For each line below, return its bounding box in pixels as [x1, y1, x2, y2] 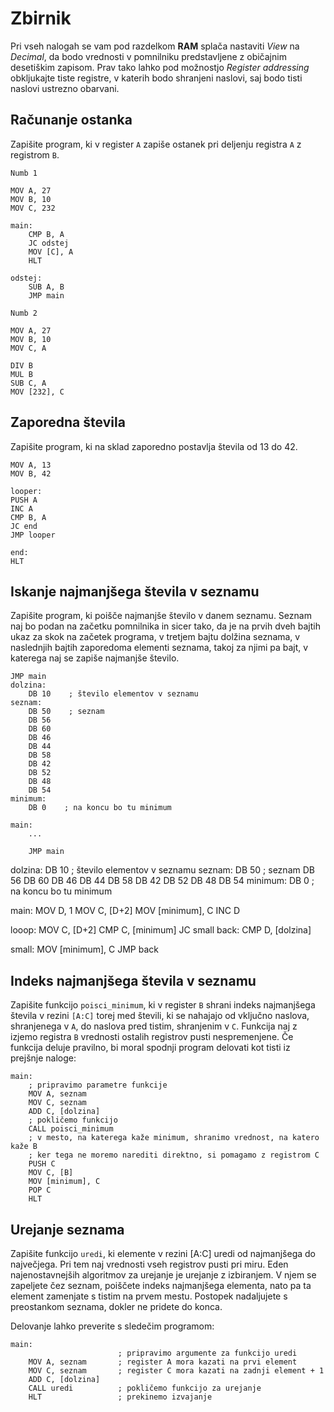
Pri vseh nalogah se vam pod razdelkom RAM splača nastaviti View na [10, 40, 300, 52]
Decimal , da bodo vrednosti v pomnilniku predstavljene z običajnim [10, 50, 287, 62]
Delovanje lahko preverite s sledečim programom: [10, 1320, 215, 1332]
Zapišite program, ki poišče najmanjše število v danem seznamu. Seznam [10, 610, 312, 622]
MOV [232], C [10, 387, 65, 397]
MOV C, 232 [10, 203, 56, 213]
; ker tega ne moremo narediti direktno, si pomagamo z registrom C [28, 1150, 320, 1161]
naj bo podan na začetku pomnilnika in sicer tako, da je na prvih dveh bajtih [10, 620, 321, 632]
